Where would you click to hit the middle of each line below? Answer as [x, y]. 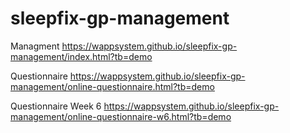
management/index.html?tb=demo [81, 56]
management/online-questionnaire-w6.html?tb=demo [121, 116]
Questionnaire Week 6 [56, 106]
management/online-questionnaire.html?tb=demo [112, 86]
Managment [35, 46]
